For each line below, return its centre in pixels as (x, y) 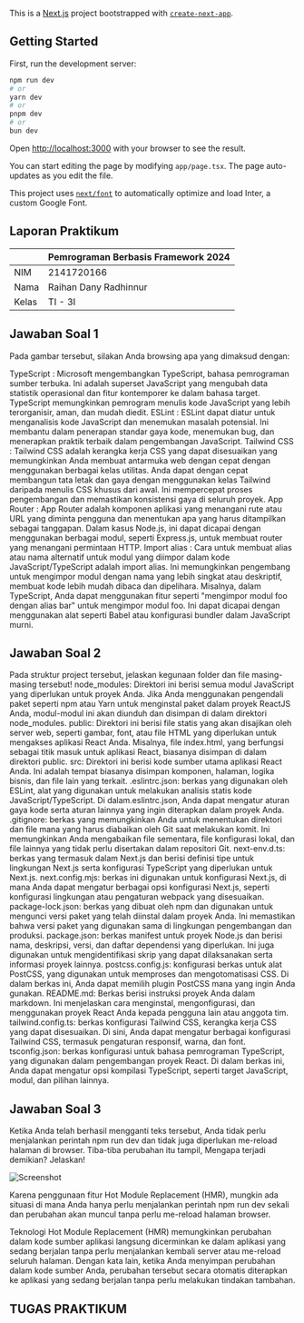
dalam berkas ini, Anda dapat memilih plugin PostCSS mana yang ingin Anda (152, 984)
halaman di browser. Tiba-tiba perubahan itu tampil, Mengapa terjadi (137, 1150)
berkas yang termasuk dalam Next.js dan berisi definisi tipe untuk (132, 859)
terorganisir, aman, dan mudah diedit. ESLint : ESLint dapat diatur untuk (142, 412)
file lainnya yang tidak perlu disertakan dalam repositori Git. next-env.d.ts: (147, 849)
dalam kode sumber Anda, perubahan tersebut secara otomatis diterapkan (148, 1270)
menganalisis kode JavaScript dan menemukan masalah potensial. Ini (139, 422)
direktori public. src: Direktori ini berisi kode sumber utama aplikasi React (146, 761)
